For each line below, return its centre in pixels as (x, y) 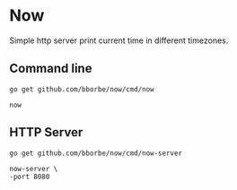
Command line (51, 69)
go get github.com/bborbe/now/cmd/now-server (96, 153)
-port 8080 (30, 177)
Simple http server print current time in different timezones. (119, 40)
